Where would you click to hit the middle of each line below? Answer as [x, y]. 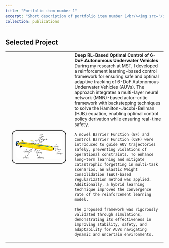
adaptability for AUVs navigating [111, 229]
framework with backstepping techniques [118, 103]
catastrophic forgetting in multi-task [116, 164]
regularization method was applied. [113, 179]
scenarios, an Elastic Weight [106, 169]
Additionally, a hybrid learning [110, 184]
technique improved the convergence [113, 189]
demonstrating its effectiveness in [113, 219]
